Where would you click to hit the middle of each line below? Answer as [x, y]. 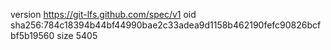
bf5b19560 [32, 35]
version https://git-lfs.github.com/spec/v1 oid [103, 14]
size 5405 [77, 35]
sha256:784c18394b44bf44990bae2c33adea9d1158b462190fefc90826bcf [166, 25]
